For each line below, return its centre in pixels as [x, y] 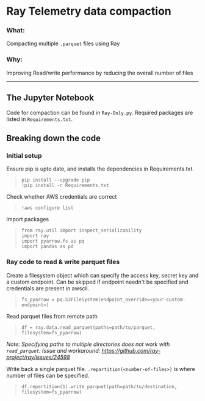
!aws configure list [47, 208]
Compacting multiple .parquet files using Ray [63, 43]
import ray [35, 236]
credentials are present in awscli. [48, 288]
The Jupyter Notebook [50, 98]
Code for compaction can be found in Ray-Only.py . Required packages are [100, 112]
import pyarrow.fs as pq [53, 241]
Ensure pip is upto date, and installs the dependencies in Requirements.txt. [100, 169]
